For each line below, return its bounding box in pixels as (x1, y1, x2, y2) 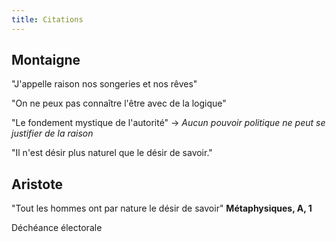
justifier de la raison (11, 127, 94, 140)
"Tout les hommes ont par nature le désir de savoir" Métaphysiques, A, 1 (11, 202, 313, 215)
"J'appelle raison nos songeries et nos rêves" (11, 78, 198, 90)
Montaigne (11, 52, 81, 69)
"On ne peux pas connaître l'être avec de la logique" (11, 97, 227, 110)
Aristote (11, 176, 64, 193)
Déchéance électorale (11, 222, 103, 234)
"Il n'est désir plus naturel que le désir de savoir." (11, 147, 213, 159)
